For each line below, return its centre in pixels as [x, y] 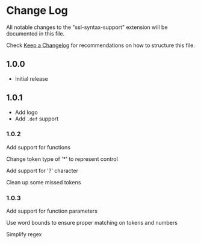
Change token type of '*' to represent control [62, 159]
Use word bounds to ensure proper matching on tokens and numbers [92, 223]
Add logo [26, 112]
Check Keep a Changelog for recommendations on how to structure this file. [101, 45]
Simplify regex [24, 234]
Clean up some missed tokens [44, 182]
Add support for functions [39, 147]
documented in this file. [36, 33]
